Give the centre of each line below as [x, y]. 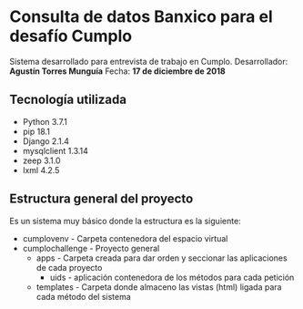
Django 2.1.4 [46, 141]
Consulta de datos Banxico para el [141, 17]
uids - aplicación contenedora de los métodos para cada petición [172, 277]
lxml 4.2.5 [41, 170]
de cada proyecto [69, 267]
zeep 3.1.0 [41, 160]
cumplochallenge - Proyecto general [91, 248]
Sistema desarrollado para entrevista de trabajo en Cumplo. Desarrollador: [149, 61]
